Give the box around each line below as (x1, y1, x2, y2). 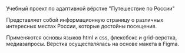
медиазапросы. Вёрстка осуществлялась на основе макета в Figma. (6, 41, 180, 47)
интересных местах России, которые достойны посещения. (6, 23, 157, 29)
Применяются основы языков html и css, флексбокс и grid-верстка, (6, 34, 177, 41)
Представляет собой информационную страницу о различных (6, 16, 164, 23)
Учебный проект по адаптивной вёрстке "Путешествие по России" (6, 5, 175, 12)
